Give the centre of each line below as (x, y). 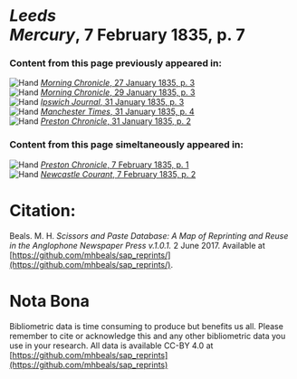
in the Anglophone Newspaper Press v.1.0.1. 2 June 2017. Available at (137, 245)
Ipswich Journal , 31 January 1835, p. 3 (112, 102)
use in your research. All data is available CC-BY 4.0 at (111, 346)
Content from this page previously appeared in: (115, 63)
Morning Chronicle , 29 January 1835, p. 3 (118, 92)
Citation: (43, 210)
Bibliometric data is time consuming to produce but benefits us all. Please (146, 326)
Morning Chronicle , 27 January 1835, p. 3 (118, 83)
